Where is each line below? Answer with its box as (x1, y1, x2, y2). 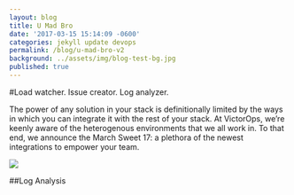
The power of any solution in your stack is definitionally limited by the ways (9, 104, 283, 114)
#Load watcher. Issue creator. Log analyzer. (9, 86, 169, 97)
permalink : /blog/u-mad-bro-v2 (9, 46, 125, 55)
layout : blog (9, 12, 58, 22)
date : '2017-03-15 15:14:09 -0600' (9, 29, 141, 38)
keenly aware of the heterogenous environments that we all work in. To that (9, 122, 285, 133)
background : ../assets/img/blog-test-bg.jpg (9, 54, 176, 63)
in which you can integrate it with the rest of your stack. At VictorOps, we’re (9, 113, 285, 124)
